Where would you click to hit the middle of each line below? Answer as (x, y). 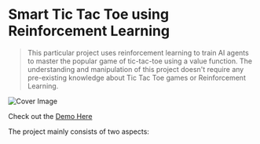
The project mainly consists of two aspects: (79, 131)
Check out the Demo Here (50, 116)
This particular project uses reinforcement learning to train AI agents (138, 52)
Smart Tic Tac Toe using (89, 14)
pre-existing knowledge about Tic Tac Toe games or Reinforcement (136, 77)
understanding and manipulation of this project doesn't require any (135, 69)
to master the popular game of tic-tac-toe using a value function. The (140, 61)
